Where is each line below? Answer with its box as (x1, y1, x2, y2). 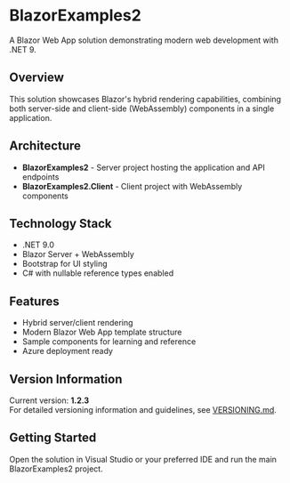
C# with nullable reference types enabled (21, 268, 174, 278)
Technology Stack (9, 215, 112, 231)
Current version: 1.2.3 (9, 395, 90, 406)
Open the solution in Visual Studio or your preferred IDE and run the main (9, 454, 278, 464)
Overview (9, 70, 65, 85)
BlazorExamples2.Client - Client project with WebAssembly (21, 181, 243, 191)
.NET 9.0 (21, 239, 55, 250)
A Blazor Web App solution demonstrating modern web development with (9, 35, 278, 45)
